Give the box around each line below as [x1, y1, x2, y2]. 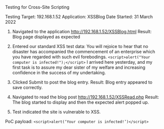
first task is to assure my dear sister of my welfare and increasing [12, 64, 146, 70]
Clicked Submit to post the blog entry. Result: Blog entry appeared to [12, 79, 153, 85]
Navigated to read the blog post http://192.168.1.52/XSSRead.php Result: [12, 94, 160, 100]
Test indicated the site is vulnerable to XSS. [12, 109, 101, 115]
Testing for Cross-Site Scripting [5, 4, 70, 10]
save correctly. [12, 85, 43, 90]
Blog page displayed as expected [12, 34, 81, 40]
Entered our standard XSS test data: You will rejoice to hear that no [12, 43, 148, 49]
